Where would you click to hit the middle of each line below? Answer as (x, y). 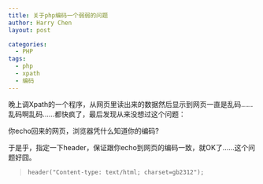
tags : (17, 59)
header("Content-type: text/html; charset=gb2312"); (116, 172)
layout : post (30, 30)
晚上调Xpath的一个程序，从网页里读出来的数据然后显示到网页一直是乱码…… (131, 104)
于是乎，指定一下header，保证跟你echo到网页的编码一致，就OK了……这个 (128, 147)
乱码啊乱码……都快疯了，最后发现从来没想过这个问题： (97, 114)
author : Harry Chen (40, 23)
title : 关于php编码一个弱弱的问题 (58, 15)
